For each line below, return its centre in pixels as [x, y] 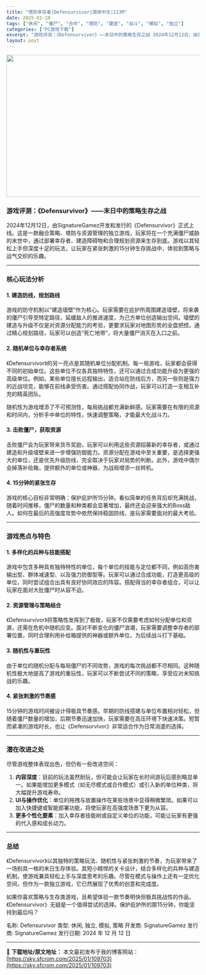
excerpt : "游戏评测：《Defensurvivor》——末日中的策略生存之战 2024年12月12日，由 [102, 35]
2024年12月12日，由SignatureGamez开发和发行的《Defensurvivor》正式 [97, 226]
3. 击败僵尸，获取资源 [34, 430]
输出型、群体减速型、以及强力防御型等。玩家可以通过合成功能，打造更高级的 [103, 575]
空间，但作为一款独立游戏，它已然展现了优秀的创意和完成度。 [84, 884]
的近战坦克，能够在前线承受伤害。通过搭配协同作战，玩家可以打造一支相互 [100, 386]
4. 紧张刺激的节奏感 [31, 696]
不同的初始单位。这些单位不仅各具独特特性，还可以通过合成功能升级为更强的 [103, 371]
